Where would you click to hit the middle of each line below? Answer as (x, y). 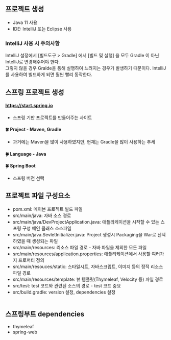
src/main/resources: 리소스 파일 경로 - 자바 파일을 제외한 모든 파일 (80, 247)
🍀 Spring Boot (20, 166)
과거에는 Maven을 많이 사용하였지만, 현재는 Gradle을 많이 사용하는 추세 (84, 141)
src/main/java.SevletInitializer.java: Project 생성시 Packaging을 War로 (84, 234)
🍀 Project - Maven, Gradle (33, 130)
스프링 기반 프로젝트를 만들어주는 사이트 (52, 117)
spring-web (25, 332)
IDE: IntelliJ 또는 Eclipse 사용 (42, 29)
